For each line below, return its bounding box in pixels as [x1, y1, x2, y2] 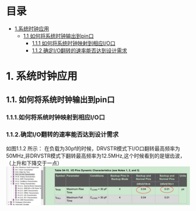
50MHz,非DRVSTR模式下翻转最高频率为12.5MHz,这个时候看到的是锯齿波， [6, 152, 185, 159]
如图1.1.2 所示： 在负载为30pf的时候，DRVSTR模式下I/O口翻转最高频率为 [6, 145, 180, 152]
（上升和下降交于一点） [6, 159, 62, 166]
